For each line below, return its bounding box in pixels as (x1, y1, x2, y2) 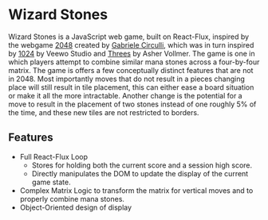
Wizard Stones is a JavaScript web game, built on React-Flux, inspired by (8, 32, 250, 41)
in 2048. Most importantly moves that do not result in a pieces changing (8, 74, 246, 83)
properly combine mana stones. (19, 194, 125, 203)
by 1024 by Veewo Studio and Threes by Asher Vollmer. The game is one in (8, 48, 255, 58)
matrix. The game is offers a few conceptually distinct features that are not (8, 65, 254, 75)
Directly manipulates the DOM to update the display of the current (31, 168, 249, 178)
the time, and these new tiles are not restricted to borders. (8, 107, 199, 117)
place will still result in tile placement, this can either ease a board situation (8, 82, 254, 92)
